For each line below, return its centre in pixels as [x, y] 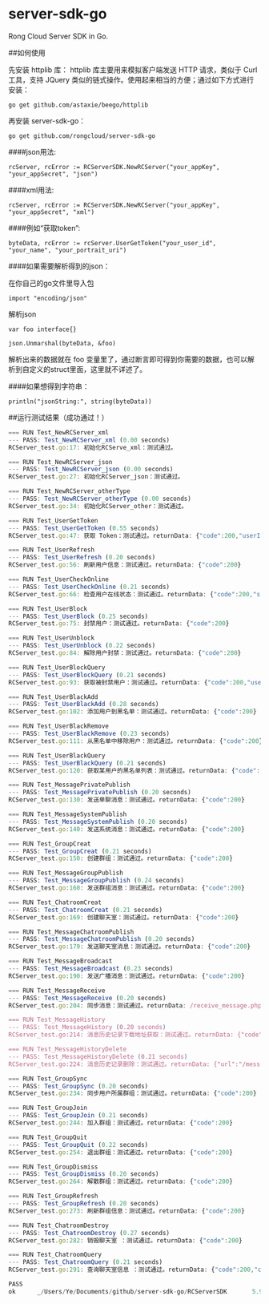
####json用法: [32, 151]
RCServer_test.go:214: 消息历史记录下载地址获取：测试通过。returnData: [121, 1035]
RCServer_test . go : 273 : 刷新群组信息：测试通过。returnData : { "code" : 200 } [127, 1211]
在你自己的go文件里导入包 [51, 283]
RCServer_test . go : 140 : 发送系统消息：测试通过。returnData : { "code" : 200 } [127, 829]
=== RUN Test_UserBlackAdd [53, 697]
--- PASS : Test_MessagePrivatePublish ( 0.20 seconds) [100, 793]
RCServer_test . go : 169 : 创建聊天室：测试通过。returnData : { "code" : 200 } [124, 917]
